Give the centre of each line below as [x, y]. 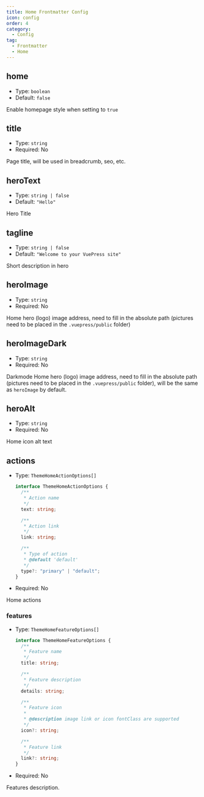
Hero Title [19, 213]
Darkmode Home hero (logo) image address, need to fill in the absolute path [102, 376]
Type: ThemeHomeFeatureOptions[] [57, 629]
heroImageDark [37, 344]
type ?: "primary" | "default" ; [61, 571]
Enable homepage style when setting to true [62, 109]
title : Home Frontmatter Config [47, 12]
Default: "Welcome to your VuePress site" [68, 254]
